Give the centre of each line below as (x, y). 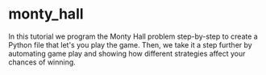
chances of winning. (42, 62)
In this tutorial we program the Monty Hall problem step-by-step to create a (133, 36)
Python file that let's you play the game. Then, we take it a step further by (130, 44)
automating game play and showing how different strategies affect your (127, 53)
